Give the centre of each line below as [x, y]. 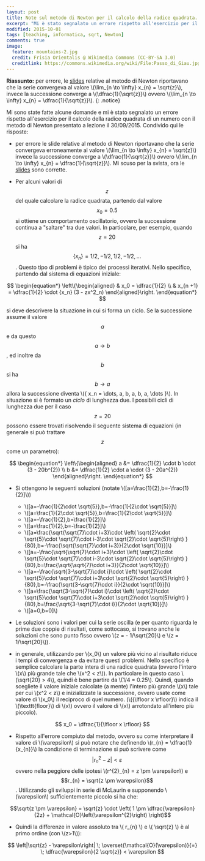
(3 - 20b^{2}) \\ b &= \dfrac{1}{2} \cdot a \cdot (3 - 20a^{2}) [103, 470]
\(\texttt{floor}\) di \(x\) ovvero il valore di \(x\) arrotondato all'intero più [104, 706]
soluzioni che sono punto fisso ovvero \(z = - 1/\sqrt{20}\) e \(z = [97, 636]
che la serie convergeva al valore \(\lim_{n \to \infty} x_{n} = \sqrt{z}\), [95, 87]
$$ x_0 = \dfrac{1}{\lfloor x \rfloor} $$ [103, 724]
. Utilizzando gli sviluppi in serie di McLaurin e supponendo [89, 790]
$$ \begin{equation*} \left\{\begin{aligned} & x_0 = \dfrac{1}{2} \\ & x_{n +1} [103, 286]
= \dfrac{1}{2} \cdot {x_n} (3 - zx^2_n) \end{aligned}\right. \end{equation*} [103, 292]
